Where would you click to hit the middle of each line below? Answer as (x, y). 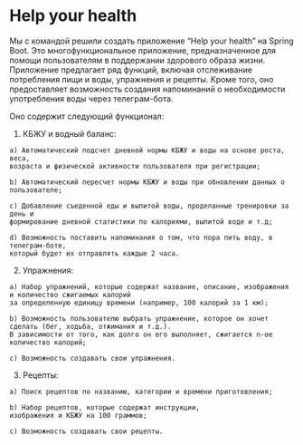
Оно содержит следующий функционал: (87, 116)
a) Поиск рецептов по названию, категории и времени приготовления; (141, 392)
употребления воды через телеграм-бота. (91, 98)
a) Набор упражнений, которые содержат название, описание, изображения (149, 286)
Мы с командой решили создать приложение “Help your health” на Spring (151, 41)
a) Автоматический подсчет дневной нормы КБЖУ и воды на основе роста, (147, 150)
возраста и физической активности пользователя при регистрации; (135, 166)
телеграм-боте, (38, 246)
